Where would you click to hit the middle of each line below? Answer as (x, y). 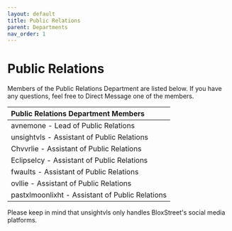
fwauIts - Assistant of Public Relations (75, 172)
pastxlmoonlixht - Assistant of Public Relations (89, 195)
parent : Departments (38, 27)
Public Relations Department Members (78, 114)
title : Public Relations (44, 21)
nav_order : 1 (27, 34)
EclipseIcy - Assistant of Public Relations (79, 161)
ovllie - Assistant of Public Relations (71, 183)
